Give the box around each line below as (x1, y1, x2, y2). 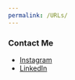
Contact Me (8, 37, 54, 48)
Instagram (19, 55, 52, 64)
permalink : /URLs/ (8, 11, 68, 20)
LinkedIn (19, 64, 48, 73)
